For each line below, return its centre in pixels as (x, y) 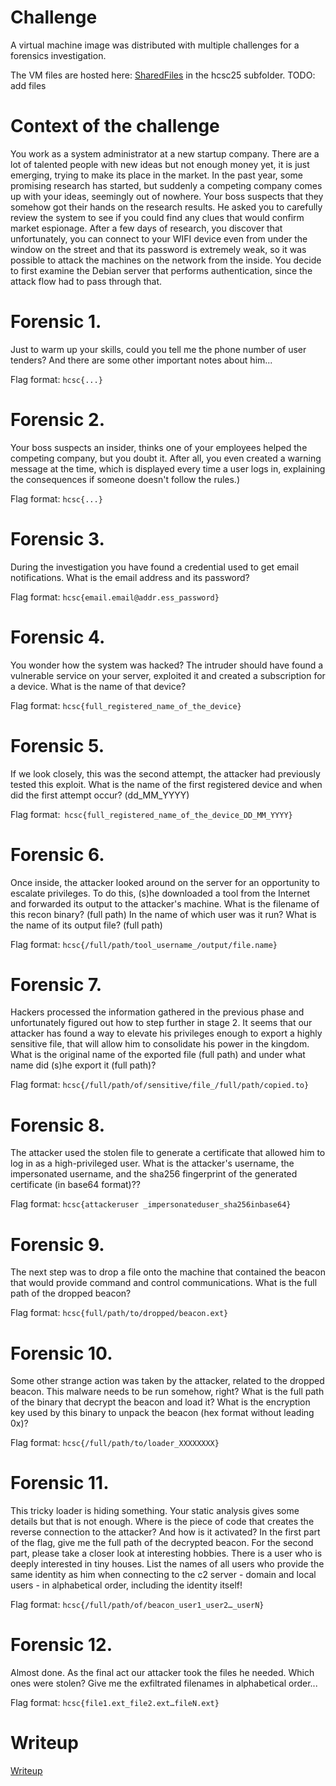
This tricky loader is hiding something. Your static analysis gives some (155, 1511)
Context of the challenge (115, 126)
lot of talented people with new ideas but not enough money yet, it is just (160, 164)
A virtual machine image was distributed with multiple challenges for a (155, 45)
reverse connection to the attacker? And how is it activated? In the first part (165, 1532)
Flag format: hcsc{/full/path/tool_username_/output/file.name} (144, 944)
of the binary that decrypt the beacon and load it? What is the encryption (160, 1402)
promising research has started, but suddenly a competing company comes (166, 185)
